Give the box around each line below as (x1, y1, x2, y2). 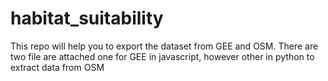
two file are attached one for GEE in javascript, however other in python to (10, 50, 315, 62)
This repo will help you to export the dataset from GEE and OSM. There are (10, 40, 319, 52)
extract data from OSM (10, 61, 105, 73)
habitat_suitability (10, 7, 164, 30)
